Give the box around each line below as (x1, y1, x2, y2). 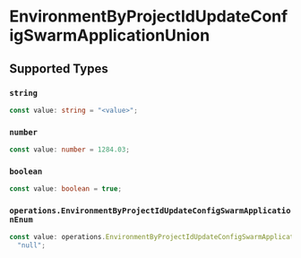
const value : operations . (9, 233, 106, 242)
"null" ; (17, 241, 47, 250)
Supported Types (9, 61, 109, 76)
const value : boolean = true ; (9, 185, 123, 193)
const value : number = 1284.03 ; (9, 145, 130, 154)
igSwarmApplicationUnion (9, 25, 211, 46)
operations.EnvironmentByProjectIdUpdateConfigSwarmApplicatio (9, 206, 291, 216)
